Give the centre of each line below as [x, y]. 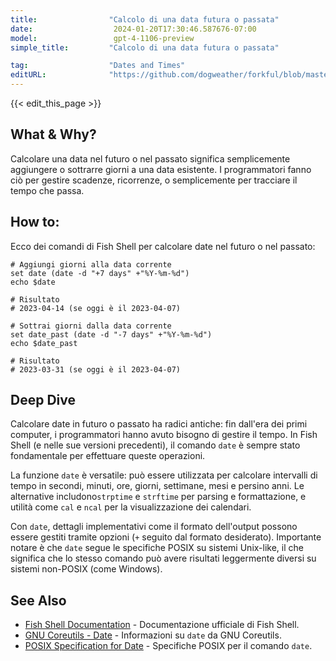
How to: [35, 222]
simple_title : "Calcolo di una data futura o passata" [145, 47]
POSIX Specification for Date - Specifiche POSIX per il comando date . [168, 646]
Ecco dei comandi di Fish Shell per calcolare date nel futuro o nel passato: [163, 246]
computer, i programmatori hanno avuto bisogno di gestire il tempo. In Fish [164, 435]
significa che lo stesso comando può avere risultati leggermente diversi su [163, 558]
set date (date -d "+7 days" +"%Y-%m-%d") [100, 273]
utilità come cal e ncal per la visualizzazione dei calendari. [131, 507]
